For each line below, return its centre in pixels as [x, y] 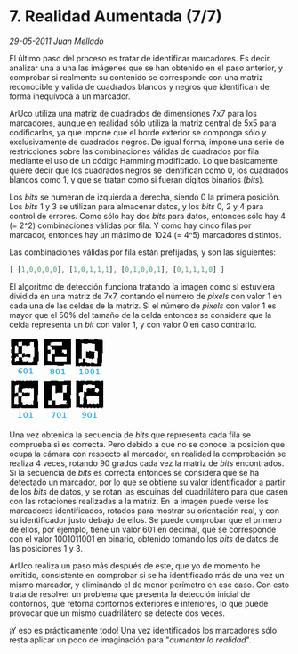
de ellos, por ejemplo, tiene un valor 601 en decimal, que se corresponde [143, 529]
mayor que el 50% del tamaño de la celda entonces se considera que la [141, 315]
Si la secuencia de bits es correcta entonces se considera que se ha [134, 472]
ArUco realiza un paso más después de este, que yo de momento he [135, 565]
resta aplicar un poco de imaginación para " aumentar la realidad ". [130, 640]
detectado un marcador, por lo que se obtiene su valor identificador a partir [148, 482]
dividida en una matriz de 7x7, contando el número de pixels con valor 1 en [146, 296]
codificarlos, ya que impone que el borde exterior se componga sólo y [138, 132]
